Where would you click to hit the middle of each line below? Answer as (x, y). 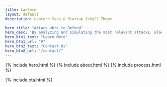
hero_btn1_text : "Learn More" (37, 37)
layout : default (22, 14)
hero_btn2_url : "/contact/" (34, 51)
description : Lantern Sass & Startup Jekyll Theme (59, 19)
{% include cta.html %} (29, 80)
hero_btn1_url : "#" (25, 42)
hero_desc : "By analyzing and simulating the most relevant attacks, (79, 33)
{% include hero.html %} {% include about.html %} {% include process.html (83, 65)
